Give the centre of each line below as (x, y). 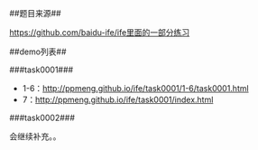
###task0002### (42, 117)
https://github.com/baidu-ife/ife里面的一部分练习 (100, 33)
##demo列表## (38, 52)
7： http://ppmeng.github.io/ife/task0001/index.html (118, 99)
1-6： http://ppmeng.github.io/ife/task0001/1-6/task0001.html (136, 88)
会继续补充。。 (35, 136)
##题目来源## (35, 13)
